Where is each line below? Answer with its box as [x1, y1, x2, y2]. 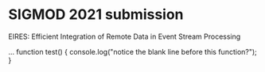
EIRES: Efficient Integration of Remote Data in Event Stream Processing [8, 32, 241, 41]
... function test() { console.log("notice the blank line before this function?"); [8, 47, 257, 56]
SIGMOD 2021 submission [8, 6, 185, 24]
